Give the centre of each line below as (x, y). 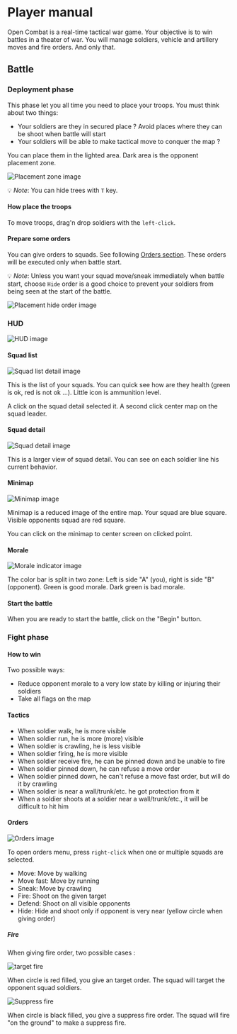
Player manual (50, 12)
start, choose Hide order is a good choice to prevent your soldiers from (111, 284)
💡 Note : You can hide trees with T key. (63, 190)
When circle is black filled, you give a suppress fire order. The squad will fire (118, 1015)
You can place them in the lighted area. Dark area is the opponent (103, 155)
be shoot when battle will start (62, 134)
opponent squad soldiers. (45, 987)
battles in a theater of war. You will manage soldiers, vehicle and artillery (113, 39)
